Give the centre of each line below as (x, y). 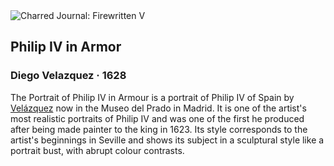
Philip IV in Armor (66, 47)
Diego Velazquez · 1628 (68, 76)
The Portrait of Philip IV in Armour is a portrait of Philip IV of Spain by (152, 97)
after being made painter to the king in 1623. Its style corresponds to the (159, 129)
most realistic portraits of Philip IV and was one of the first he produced (157, 118)
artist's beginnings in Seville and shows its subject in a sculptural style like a (167, 140)
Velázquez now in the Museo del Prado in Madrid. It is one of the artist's (158, 108)
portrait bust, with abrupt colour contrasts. (97, 150)
